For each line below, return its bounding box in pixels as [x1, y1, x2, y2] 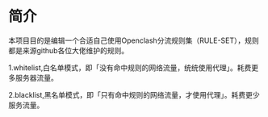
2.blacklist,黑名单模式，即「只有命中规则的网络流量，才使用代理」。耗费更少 [8, 90, 260, 99]
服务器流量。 [15, 73, 58, 82]
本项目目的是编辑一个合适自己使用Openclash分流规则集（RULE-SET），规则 [8, 36, 260, 45]
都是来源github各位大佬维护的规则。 [8, 45, 129, 55]
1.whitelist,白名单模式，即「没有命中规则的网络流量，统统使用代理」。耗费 [8, 62, 252, 73]
